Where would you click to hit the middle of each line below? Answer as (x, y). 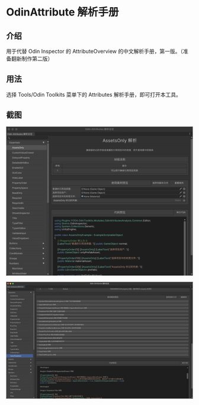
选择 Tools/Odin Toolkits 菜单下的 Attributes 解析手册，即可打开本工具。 (94, 94)
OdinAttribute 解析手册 (63, 12)
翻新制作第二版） (32, 59)
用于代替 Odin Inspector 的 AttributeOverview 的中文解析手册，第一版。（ (95, 51)
